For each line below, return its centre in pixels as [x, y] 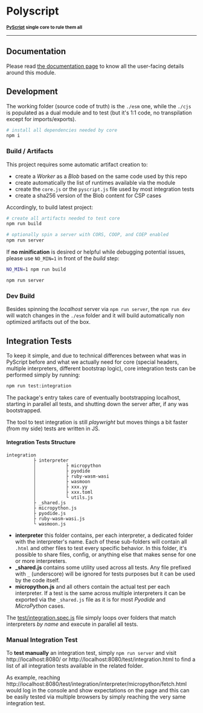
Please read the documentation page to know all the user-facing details [95, 66]
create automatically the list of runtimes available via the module [95, 182]
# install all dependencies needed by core [62, 130]
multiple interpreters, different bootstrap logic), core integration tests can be [101, 368]
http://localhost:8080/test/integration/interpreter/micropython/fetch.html [97, 684]
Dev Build [21, 296]
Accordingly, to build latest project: [50, 207]
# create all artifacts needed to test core [63, 218]
